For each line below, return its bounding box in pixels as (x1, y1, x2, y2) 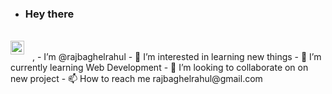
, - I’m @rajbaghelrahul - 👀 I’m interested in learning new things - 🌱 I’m (32, 51, 322, 63)
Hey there (24, 7, 75, 21)
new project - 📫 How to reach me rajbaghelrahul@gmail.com (10, 73, 263, 85)
